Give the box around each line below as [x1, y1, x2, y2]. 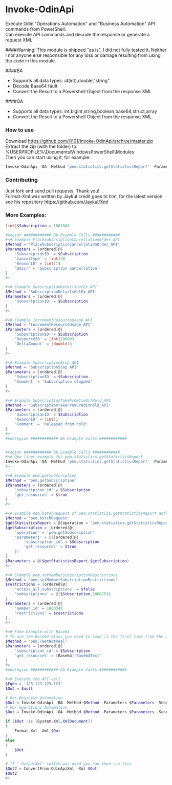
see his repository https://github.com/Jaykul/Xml [5, 199, 109, 205]
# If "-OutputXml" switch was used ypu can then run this [5, 761, 132, 767]
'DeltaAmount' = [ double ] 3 [14, 341, 72, 346]
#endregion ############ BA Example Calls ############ [5, 436, 127, 441]
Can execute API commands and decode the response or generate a [5, 31, 150, 37]
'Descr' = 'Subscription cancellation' [14, 266, 100, 271]
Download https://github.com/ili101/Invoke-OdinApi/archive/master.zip [5, 138, 154, 144]
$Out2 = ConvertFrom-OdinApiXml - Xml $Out [5, 766, 97, 771]
